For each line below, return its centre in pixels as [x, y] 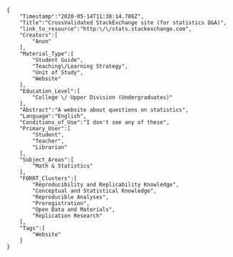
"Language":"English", [53, 116]
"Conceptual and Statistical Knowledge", [95, 191]
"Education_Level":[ [50, 91]
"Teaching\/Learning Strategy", [81, 66]
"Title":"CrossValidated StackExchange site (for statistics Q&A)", [123, 23]
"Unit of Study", [58, 73]
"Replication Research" [67, 216]
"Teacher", [48, 141]
